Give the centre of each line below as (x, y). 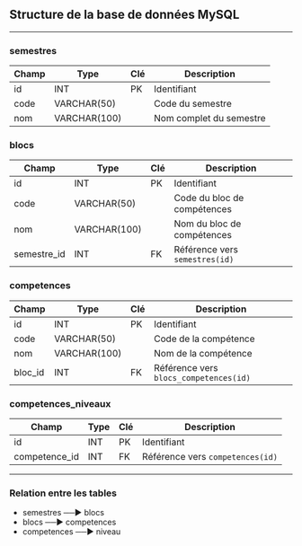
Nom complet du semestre (210, 119)
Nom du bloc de (208, 224)
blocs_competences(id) (203, 378)
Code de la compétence (204, 339)
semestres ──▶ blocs (63, 513)
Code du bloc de (209, 198)
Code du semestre (193, 104)
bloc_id (29, 372)
